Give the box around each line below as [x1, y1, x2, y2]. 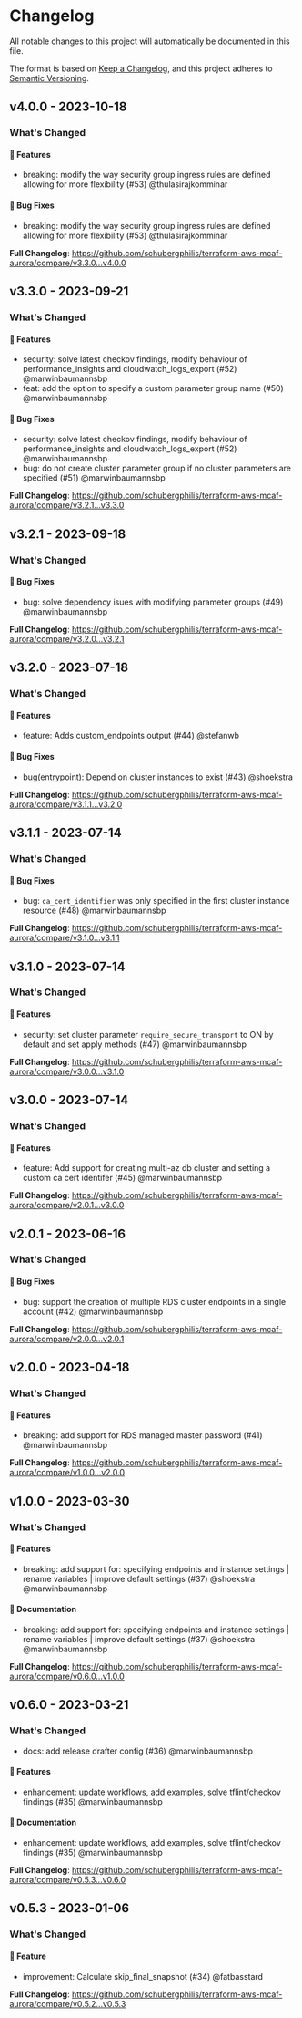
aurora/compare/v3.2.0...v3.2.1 [9, 633, 125, 644]
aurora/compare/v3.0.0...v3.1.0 [9, 1066, 125, 1077]
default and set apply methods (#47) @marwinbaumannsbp [22, 1039, 247, 1050]
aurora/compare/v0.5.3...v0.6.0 [9, 1875, 126, 1885]
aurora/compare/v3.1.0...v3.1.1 [9, 932, 120, 944]
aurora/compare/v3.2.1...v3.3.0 [9, 500, 125, 511]
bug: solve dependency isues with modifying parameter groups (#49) [22, 596, 284, 607]
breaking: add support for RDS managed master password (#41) [22, 1430, 263, 1441]
